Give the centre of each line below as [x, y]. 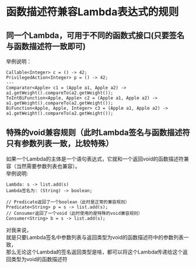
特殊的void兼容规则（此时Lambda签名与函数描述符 [98, 133]
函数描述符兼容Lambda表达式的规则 [92, 12]
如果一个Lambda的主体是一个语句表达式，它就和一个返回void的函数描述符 [95, 159]
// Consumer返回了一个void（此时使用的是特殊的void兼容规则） [74, 213]
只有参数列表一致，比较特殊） [60, 144]
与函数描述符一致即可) [46, 46]
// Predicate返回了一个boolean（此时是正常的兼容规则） [68, 202]
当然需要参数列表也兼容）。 [48, 166]
